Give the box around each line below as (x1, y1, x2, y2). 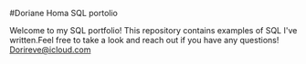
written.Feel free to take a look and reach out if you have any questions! (9, 35, 280, 45)
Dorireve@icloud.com (9, 44, 91, 55)
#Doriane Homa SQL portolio (9, 8, 119, 18)
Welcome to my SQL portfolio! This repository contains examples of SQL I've (9, 25, 298, 35)
